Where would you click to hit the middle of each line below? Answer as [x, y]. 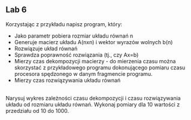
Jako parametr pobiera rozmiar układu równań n [74, 36]
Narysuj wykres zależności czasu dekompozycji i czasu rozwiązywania [93, 98]
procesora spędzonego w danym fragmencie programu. [84, 73]
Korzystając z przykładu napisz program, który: [64, 24]
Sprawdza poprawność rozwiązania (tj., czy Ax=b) [76, 55]
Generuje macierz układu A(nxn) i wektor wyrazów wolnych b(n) [93, 42]
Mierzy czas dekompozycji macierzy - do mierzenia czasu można [95, 61]
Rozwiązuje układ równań [46, 48]
